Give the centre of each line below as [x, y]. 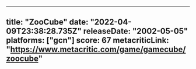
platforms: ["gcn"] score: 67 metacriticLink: [87, 41]
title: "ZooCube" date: [47, 22]
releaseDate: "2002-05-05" [136, 31]
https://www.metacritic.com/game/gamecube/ [98, 49]
